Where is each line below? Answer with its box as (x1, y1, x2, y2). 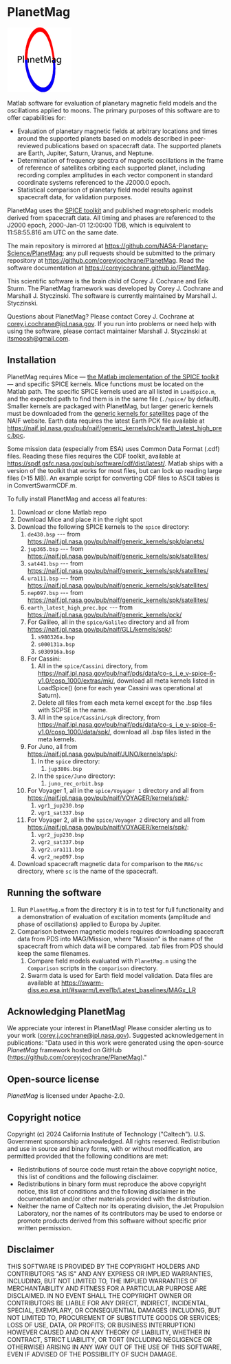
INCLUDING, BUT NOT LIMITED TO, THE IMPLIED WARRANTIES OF (7, 1276, 198, 1285)
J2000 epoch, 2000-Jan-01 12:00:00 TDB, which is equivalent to (7, 221, 191, 229)
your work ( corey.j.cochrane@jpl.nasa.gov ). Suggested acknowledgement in (7, 1032, 224, 1040)
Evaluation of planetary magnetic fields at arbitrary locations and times (16, 127, 218, 135)
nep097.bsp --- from (27, 588, 84, 596)
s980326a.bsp (37, 634, 76, 641)
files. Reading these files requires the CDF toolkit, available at (7, 452, 181, 460)
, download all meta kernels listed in (113, 676, 215, 685)
